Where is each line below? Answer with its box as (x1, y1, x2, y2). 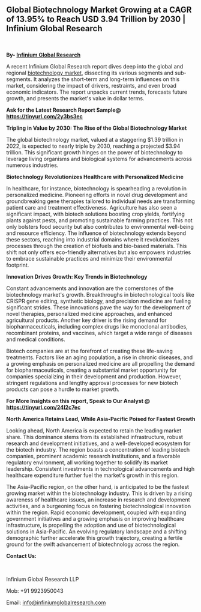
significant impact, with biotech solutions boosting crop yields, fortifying (6, 210, 185, 217)
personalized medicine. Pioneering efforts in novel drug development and (6, 191, 188, 198)
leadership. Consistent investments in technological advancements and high (6, 465, 195, 472)
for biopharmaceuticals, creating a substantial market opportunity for (6, 366, 177, 374)
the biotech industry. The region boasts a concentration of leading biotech (6, 446, 190, 453)
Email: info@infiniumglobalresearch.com (6, 599, 106, 606)
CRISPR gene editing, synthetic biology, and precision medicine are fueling (6, 297, 191, 304)
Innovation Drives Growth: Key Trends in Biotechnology (6, 273, 148, 280)
